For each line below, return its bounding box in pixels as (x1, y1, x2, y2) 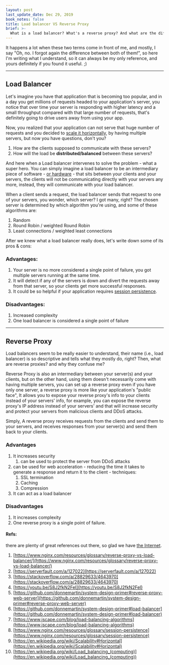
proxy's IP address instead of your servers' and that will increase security (6, 403, 158, 409)
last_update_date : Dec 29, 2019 (6, 12, 73, 17)
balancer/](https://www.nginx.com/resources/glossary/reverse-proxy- (13, 558, 158, 564)
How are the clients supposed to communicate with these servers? (13, 145, 151, 151)
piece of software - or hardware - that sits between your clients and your (6, 171, 156, 177)
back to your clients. (6, 429, 48, 435)
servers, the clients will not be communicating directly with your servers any (6, 176, 163, 182)
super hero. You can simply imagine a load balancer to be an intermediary (6, 165, 158, 171)
